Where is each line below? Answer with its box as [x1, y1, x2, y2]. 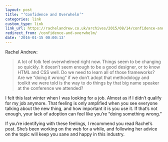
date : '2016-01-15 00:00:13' [5, 35, 66, 40]
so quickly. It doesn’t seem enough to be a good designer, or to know [17, 63, 160, 70]
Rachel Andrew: [5, 48, 38, 55]
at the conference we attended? [17, 85, 83, 91]
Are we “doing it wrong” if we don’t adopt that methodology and [17, 74, 149, 80]
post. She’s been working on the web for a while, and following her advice [5, 125, 157, 131]
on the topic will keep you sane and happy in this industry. [5, 131, 125, 137]
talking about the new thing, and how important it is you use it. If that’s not [5, 105, 157, 111]
